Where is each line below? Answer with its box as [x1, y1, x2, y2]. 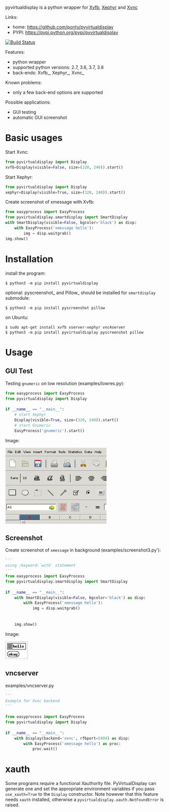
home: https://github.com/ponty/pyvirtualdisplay [12, 24, 114, 30]
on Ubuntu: [5, 314, 29, 320]
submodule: [5, 295, 30, 301]
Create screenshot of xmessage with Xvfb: [5, 199, 95, 205]
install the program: [5, 270, 46, 276]
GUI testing [12, 109, 36, 115]
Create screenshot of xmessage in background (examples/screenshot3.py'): [5, 547, 161, 553]
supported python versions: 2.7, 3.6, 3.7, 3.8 [12, 64, 104, 70]
